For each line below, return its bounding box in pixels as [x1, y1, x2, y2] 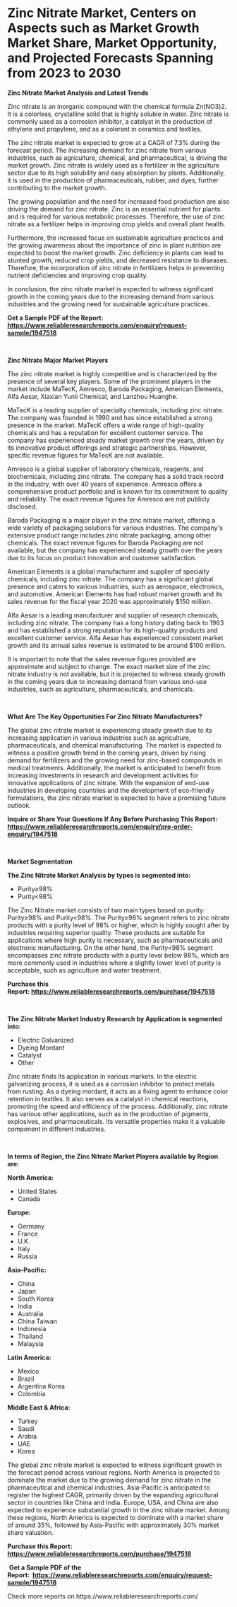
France [17, 1229, 39, 1238]
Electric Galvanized [17, 1035, 74, 1044]
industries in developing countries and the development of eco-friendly [7, 786, 215, 794]
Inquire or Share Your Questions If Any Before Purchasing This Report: [7, 815, 218, 823]
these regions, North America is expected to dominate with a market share [7, 1513, 224, 1521]
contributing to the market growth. [7, 183, 107, 192]
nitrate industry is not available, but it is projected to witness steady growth [7, 670, 226, 678]
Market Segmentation [7, 857, 73, 866]
